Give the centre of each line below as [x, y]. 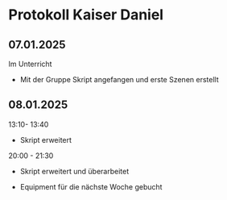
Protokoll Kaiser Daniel [86, 15]
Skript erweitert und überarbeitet [74, 171]
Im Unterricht [30, 64]
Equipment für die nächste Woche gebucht [91, 186]
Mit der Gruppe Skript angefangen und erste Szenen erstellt [119, 79]
